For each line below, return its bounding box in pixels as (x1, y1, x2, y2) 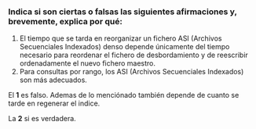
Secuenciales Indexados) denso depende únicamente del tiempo (19, 42, 230, 52)
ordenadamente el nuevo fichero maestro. (19, 59, 155, 68)
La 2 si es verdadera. (8, 114, 76, 124)
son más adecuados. (19, 75, 88, 84)
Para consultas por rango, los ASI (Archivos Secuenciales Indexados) (19, 67, 244, 77)
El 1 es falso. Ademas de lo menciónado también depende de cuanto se (8, 91, 240, 100)
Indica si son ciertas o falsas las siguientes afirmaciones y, (8, 6, 237, 17)
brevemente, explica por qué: (8, 16, 123, 27)
